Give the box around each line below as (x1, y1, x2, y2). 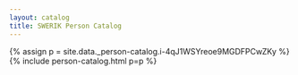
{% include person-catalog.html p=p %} (9, 55, 158, 66)
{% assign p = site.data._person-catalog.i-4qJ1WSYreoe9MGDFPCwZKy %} (9, 46, 290, 56)
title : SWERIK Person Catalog (9, 21, 123, 30)
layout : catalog (9, 12, 70, 22)
